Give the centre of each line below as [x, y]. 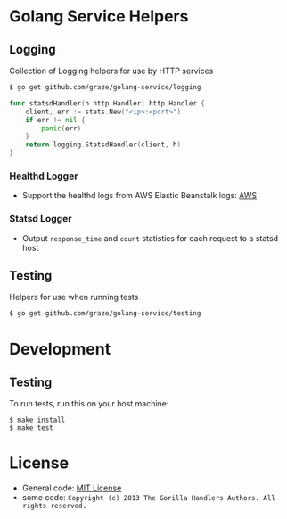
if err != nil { [56, 120]
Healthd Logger [44, 176]
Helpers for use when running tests [74, 297]
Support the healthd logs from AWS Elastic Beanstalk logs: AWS [139, 196]
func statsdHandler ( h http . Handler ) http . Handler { [107, 103]
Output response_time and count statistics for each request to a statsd [150, 238]
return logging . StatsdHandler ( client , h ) [103, 145]
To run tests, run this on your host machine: [89, 404]
